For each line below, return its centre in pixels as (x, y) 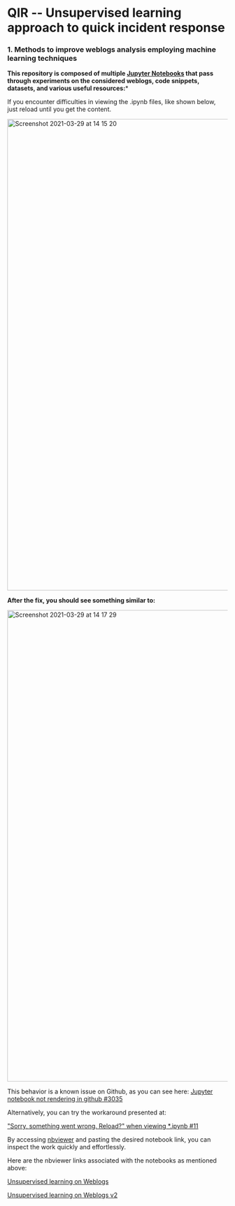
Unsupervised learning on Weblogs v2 (62, 1195)
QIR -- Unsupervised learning (94, 13)
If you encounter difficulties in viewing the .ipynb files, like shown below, (112, 102)
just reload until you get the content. (59, 109)
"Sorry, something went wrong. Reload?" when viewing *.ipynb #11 (103, 1126)
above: (17, 1168)
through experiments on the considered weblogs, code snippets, (103, 81)
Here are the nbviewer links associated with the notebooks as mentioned (112, 1161)
